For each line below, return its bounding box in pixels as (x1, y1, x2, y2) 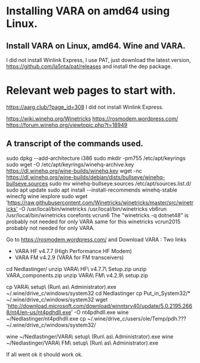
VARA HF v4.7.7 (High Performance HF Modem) (14, 247, 133, 254)
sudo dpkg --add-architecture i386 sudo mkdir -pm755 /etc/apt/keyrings (6, 154, 186, 162)
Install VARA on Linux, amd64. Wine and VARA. (6, 41, 186, 51)
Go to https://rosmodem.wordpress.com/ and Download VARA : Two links (6, 236, 187, 243)
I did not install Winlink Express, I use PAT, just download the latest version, (6, 57, 191, 63)
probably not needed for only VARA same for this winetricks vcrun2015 (6, 218, 181, 225)
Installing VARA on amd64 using (6, 4, 170, 18)
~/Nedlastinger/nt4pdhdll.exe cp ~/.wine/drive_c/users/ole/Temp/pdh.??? (6, 315, 187, 322)
